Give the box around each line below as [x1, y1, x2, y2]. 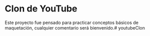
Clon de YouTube [5, 3, 78, 14]
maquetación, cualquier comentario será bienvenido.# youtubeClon [5, 24, 145, 30]
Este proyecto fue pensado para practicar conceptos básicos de [5, 19, 139, 25]
